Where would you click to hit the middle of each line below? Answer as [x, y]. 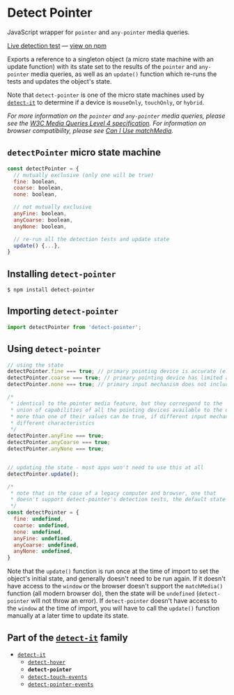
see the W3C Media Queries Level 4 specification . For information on [107, 123]
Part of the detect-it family [68, 637]
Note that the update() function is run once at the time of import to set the [113, 571]
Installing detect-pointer [62, 274]
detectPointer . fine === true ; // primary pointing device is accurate [112, 372]
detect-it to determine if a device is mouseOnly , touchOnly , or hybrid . [106, 102]
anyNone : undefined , [43, 551]
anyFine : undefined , [43, 538]
